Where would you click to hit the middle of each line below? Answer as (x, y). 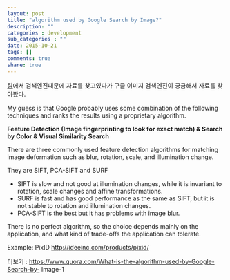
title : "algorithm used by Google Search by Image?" (85, 20)
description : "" (30, 26)
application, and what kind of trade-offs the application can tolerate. (104, 234)
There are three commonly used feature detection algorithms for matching (113, 149)
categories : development (44, 33)
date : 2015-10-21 (32, 46)
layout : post (26, 13)
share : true (24, 65)
